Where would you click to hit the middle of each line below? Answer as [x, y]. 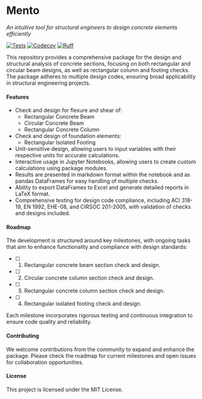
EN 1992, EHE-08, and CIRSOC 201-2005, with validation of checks [107, 207]
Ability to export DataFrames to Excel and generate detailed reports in [102, 188]
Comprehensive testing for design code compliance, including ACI [97, 200]
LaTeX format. [32, 194]
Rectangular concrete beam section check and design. [92, 265]
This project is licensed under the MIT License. [65, 389]
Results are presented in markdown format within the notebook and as [103, 175]
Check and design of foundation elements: [68, 136]
